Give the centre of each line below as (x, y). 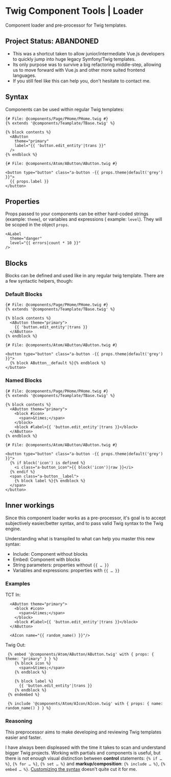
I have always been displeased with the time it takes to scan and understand (86, 747)
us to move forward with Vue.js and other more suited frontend (79, 70)
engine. (13, 529)
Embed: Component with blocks (46, 559)
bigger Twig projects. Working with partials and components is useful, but (83, 753)
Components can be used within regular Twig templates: (65, 109)
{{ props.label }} (30, 181)
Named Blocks (24, 381)
